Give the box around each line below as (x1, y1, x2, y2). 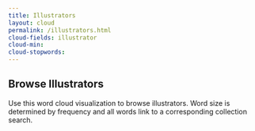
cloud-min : (8, 41, 44, 49)
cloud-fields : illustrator (8, 33, 97, 42)
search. (8, 115, 33, 125)
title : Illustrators (8, 11, 77, 20)
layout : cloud (8, 19, 55, 27)
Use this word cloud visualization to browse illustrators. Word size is (8, 98, 230, 107)
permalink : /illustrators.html (8, 26, 112, 34)
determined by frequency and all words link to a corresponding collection (8, 107, 248, 116)
